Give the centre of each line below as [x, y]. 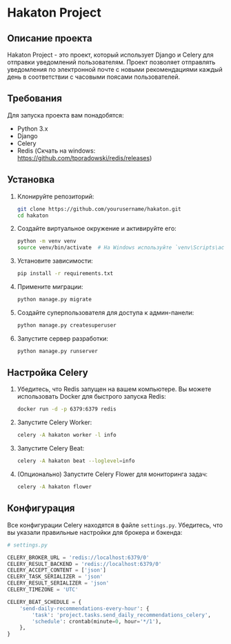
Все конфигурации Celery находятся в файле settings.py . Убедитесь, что [115, 525]
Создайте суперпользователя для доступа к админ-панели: [106, 312]
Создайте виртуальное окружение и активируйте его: [97, 229]
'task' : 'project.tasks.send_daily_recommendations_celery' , [122, 615]
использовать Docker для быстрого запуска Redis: [92, 397]
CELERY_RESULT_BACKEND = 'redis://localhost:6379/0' [84, 564]
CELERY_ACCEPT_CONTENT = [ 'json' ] [57, 570]
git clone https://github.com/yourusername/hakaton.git [99, 209]
